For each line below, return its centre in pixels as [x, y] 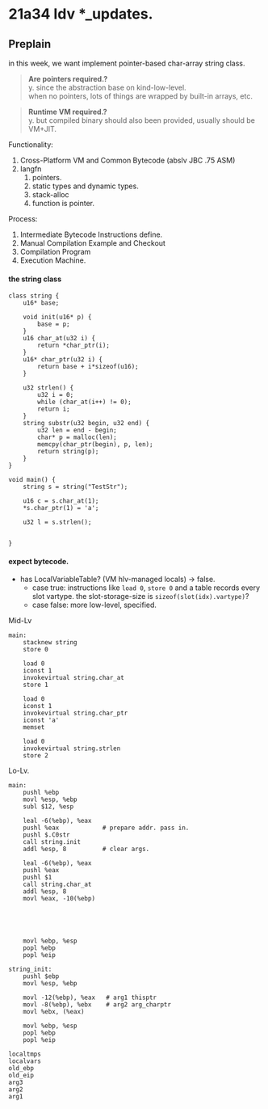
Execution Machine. [53, 260]
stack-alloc [51, 194]
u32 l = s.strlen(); [57, 522]
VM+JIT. [42, 129]
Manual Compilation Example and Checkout [92, 243]
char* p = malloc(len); [77, 437]
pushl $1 [38, 878]
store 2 [36, 756]
